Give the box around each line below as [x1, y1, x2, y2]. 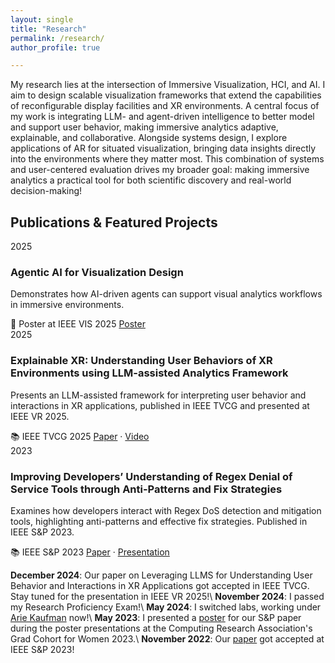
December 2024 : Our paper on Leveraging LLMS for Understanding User [10, 569, 313, 581]
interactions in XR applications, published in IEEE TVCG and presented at [10, 399, 310, 411]
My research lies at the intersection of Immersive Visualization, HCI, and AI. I [10, 79, 326, 91]
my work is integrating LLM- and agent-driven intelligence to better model [10, 111, 315, 123]
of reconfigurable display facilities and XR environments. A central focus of [10, 100, 320, 112]
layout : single [10, 14, 74, 25]
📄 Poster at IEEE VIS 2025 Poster [10, 318, 146, 330]
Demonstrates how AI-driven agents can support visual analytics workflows [10, 288, 323, 300]
